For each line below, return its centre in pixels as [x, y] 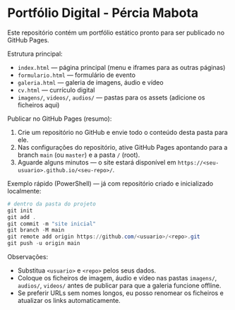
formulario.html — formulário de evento [77, 75]
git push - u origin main [44, 244]
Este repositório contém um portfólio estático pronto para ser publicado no [116, 32]
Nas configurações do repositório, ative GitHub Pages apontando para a [122, 147]
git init [20, 210]
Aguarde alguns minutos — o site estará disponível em [97, 162]
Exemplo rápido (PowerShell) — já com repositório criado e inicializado [110, 183]
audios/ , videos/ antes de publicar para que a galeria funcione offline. [119, 286]
